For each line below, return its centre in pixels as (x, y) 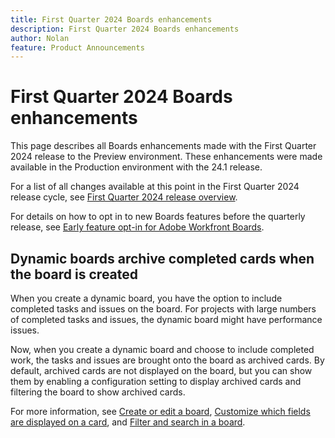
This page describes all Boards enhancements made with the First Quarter (163, 146)
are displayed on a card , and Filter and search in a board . (128, 422)
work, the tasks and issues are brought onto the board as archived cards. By (167, 360)
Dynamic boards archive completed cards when (162, 258)
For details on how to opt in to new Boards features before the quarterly (158, 217)
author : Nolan (40, 38)
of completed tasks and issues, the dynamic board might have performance (166, 319)
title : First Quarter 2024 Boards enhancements (111, 19)
